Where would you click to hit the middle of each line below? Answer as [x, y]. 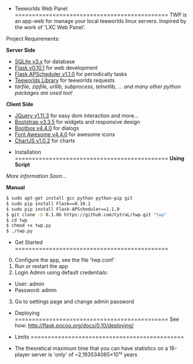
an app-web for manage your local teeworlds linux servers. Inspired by [100, 21]
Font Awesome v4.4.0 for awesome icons [65, 134]
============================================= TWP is [101, 15]
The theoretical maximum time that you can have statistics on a [91, 348]
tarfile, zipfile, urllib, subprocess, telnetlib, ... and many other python [98, 87]
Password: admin [36, 290]
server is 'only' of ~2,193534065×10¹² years [84, 355]
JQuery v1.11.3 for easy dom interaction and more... [76, 115]
